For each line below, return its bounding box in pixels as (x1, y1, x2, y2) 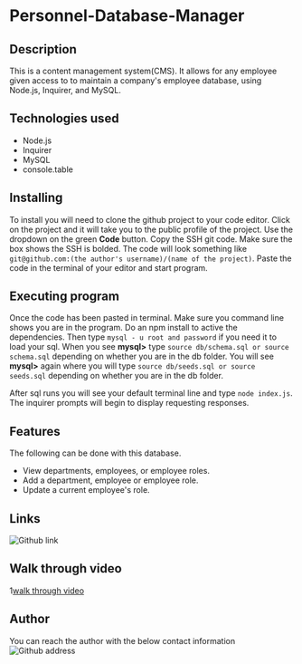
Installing (9, 190, 63, 206)
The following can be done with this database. (9, 447, 182, 458)
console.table (22, 164, 74, 175)
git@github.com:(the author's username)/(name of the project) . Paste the (9, 253, 292, 264)
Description (9, 42, 77, 57)
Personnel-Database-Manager (9, 5, 245, 26)
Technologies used (9, 111, 119, 127)
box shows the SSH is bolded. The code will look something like (9, 243, 247, 254)
